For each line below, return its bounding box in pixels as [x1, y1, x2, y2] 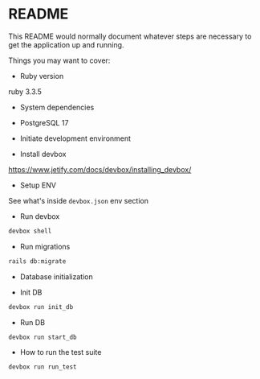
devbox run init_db [8, 303, 74, 311]
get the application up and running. [8, 39, 124, 49]
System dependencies [19, 102, 95, 112]
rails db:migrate [8, 257, 67, 266]
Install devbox [19, 149, 67, 159]
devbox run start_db [8, 333, 78, 341]
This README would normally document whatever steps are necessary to [8, 31, 252, 41]
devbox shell [8, 227, 52, 235]
